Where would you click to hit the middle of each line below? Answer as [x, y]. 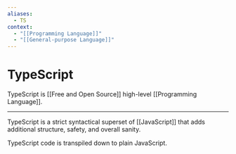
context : [20, 27]
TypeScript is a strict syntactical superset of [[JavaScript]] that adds [106, 122]
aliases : [20, 14]
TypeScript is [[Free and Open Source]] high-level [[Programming [102, 94]
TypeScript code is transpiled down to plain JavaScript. [87, 143]
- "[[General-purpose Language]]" [64, 40]
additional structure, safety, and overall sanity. [74, 129]
